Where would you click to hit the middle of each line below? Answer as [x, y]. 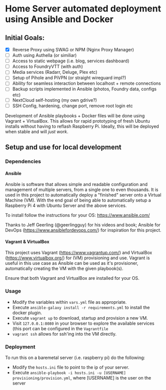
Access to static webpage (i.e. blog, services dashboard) [71, 61]
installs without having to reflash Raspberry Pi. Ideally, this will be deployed [82, 126]
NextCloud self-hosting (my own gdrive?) [55, 100]
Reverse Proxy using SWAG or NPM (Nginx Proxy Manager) [73, 50]
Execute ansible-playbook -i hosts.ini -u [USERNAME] [69, 373]
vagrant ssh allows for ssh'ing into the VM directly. [64, 334]
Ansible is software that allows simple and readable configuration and [76, 185]
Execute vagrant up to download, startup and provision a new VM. [80, 318]
